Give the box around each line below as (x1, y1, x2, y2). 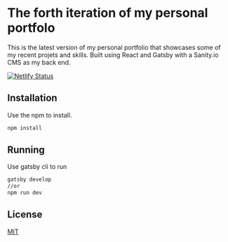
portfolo (7, 20, 55, 36)
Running (7, 144, 46, 156)
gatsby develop (7, 176, 52, 184)
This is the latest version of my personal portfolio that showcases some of (7, 43, 221, 51)
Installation (7, 92, 58, 104)
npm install (7, 125, 42, 132)
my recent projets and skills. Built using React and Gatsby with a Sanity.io (7, 51, 219, 59)
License (7, 209, 43, 221)
